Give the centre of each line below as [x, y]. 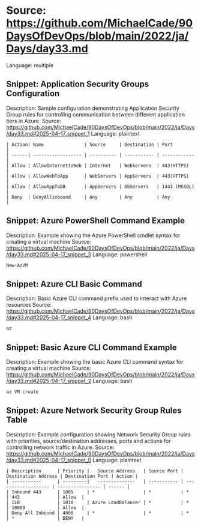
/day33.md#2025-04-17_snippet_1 [48, 133]
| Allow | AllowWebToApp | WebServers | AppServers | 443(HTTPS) [97, 176]
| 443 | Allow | [45, 497]
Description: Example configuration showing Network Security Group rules [98, 434]
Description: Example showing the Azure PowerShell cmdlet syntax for [93, 235]
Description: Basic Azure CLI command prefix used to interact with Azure [97, 298]
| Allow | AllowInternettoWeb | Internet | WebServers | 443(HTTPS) [97, 166]
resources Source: [29, 305]
